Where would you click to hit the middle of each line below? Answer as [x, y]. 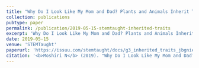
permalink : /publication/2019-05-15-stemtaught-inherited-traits [88, 28]
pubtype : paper [25, 22]
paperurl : [18, 50]
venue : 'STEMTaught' [32, 45]
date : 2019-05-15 [28, 39]
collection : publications [38, 17]
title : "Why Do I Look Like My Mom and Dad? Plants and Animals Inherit [98, 12]
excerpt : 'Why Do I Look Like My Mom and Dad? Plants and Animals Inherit [100, 34]
